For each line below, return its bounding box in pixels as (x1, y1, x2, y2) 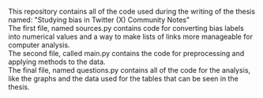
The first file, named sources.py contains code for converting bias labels (8, 24, 245, 32)
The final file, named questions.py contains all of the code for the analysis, (8, 66, 251, 74)
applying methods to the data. (8, 57, 106, 66)
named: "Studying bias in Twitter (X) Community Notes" (8, 15, 190, 24)
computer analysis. (8, 40, 70, 50)
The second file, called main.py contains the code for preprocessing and (8, 49, 245, 58)
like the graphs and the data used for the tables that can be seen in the (8, 74, 239, 83)
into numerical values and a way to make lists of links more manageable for (8, 32, 253, 41)
